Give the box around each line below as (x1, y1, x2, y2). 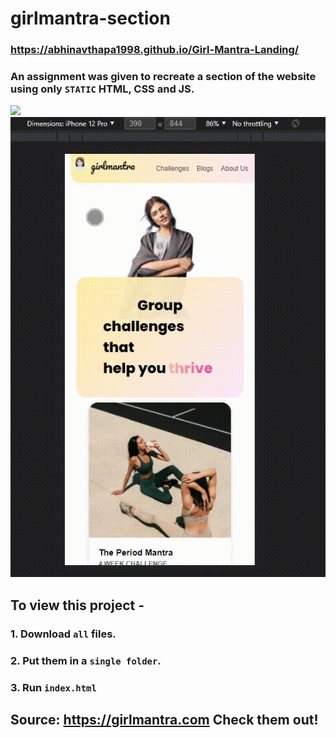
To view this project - (10, 597, 145, 614)
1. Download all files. (10, 627, 117, 641)
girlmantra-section (10, 7, 171, 30)
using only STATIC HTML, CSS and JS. (10, 82, 195, 96)
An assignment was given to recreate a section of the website (10, 70, 317, 84)
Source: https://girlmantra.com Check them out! (10, 712, 319, 728)
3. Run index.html (10, 680, 97, 694)
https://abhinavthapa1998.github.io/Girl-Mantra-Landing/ (10, 43, 300, 57)
